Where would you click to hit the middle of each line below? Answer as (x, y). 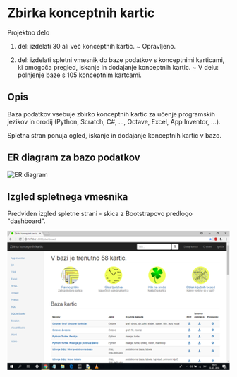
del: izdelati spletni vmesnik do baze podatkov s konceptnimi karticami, (121, 60)
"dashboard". (26, 221)
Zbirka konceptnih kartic (81, 13)
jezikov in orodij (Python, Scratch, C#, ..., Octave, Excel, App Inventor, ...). (114, 121)
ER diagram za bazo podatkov (74, 158)
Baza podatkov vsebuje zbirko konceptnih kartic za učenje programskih (111, 114)
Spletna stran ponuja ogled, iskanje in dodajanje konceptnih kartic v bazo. (115, 135)
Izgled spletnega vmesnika (68, 197)
